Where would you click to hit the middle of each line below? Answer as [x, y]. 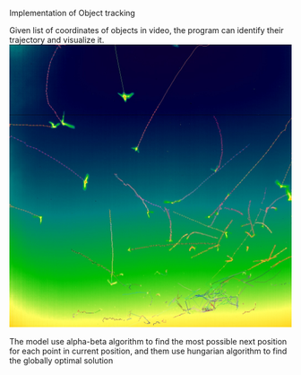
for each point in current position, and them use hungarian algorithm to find [148, 351]
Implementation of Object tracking [73, 13]
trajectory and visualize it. [57, 40]
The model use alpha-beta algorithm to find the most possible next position [148, 341]
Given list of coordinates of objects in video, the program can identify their [146, 30]
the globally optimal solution [61, 361]
